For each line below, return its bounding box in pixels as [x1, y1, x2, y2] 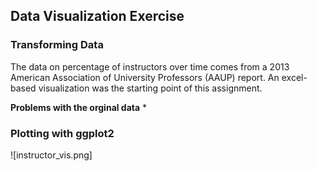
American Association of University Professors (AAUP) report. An [10, 71, 280, 83]
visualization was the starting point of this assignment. [38, 82, 263, 94]
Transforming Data [10, 38, 104, 52]
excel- [281, 71, 308, 83]
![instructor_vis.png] [10, 149, 93, 161]
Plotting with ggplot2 [10, 126, 115, 140]
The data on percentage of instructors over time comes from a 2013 [10, 60, 290, 73]
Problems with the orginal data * [10, 101, 148, 113]
